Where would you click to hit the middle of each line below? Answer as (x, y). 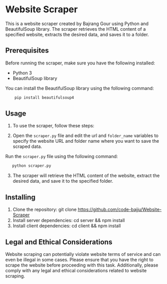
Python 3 (22, 73)
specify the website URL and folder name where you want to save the (86, 141)
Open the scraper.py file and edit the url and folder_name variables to (86, 136)
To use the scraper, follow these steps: (53, 126)
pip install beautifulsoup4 (44, 97)
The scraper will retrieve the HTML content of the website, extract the (86, 176)
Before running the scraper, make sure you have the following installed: (80, 63)
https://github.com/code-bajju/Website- (120, 210)
